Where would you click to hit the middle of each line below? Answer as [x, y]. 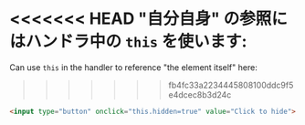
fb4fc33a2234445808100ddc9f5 [231, 85]
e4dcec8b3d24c [200, 94]
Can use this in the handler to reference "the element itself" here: [133, 67]
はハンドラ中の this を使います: [128, 42]
